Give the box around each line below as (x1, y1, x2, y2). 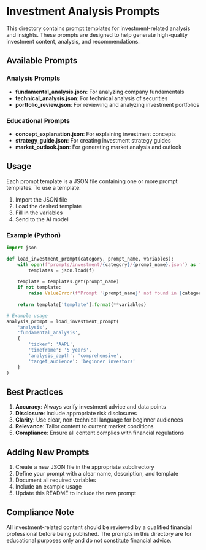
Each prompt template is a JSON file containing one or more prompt (6, 177, 178, 185)
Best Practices (6, 387, 63, 397)
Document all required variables (15, 476, 96, 484)
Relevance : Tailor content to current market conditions (15, 423, 154, 430)
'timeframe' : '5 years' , (28, 347, 92, 353)
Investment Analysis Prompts (6, 4, 161, 18)
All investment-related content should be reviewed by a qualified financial (6, 524, 192, 531)
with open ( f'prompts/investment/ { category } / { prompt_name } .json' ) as (17, 261, 196, 268)
